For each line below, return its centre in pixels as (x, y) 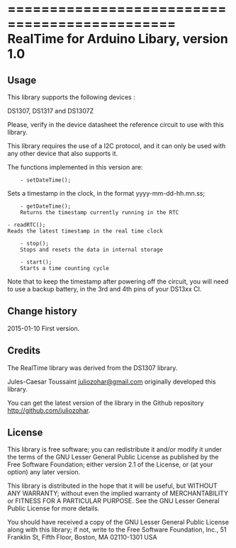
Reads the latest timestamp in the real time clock (85, 231)
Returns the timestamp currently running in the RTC (100, 213)
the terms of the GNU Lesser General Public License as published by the (113, 457)
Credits (24, 351)
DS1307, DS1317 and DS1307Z (51, 111)
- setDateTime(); (46, 180)
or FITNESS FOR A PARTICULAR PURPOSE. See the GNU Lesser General (113, 501)
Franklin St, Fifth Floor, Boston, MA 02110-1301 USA (82, 537)
